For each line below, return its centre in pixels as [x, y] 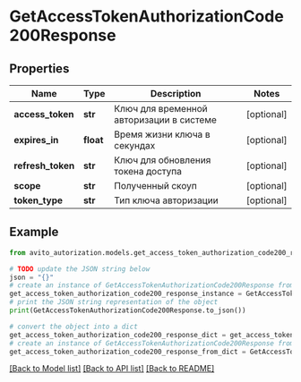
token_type [39, 200]
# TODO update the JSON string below [80, 269]
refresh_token [44, 166]
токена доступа [148, 171]
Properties [39, 68]
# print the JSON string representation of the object [114, 302]
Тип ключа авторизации [166, 200]
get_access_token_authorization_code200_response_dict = [118, 335]
